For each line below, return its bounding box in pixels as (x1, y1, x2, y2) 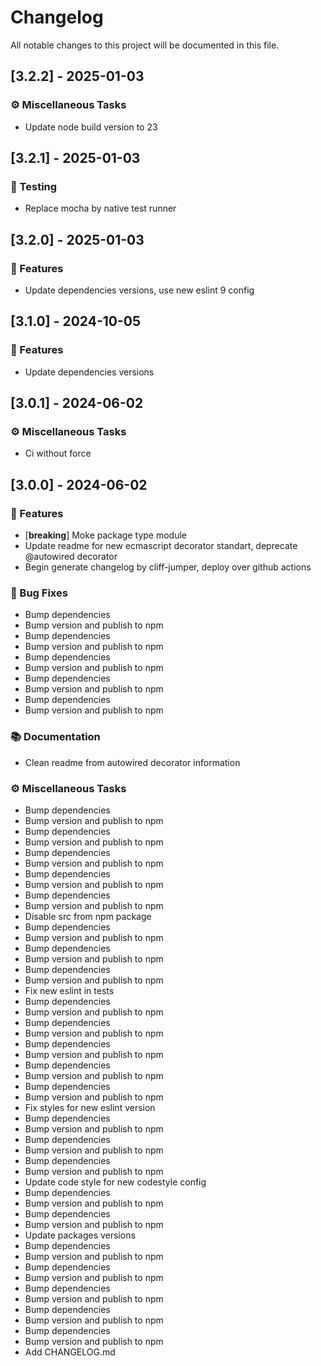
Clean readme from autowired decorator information (24, 756, 241, 768)
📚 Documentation (10, 730, 101, 744)
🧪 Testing (10, 179, 58, 193)
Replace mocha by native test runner (24, 202, 177, 215)
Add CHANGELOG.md (24, 1346, 116, 1358)
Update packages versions (24, 1229, 136, 1241)
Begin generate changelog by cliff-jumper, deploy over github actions (24, 561, 312, 573)
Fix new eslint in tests (24, 984, 115, 996)
